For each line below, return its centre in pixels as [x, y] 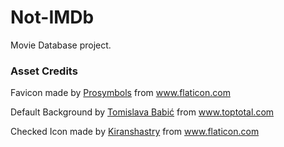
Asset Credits [44, 71]
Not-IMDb [52, 17]
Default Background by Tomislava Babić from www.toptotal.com [142, 112]
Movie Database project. [61, 45]
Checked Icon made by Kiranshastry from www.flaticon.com [135, 132]
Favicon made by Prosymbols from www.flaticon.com [120, 93]
